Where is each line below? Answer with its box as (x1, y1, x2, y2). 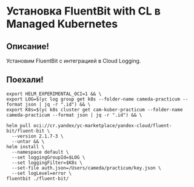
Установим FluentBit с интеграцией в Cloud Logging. (6, 57, 141, 64)
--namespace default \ (12, 149, 69, 155)
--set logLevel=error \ (12, 170, 72, 176)
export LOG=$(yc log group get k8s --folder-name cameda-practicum (6, 96, 181, 102)
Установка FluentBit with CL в (6, 4, 161, 18)
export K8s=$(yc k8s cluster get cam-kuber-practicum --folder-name (6, 107, 183, 113)
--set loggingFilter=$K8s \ (12, 159, 83, 166)
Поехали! (6, 74, 44, 85)
